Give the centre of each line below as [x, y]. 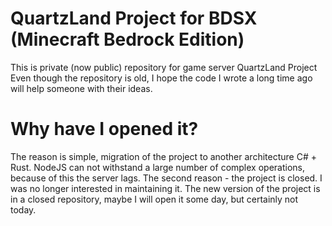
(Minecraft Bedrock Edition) [127, 39]
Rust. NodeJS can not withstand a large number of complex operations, [158, 167]
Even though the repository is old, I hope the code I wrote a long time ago [161, 78]
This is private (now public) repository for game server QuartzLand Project [164, 67]
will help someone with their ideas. [81, 88]
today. [23, 209]
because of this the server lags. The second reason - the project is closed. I [166, 178]
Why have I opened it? [104, 129]
